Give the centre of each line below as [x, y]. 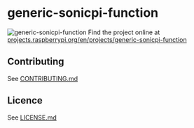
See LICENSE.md [32, 118]
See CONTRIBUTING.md [43, 78]
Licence [25, 100]
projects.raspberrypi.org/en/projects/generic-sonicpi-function [97, 39]
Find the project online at [124, 32]
